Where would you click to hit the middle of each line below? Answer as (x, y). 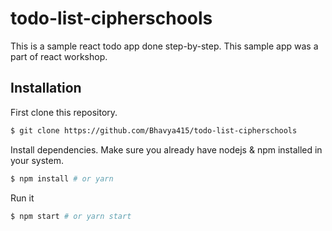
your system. (37, 160)
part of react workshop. (59, 56)
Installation (46, 88)
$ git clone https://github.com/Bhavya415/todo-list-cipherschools (154, 130)
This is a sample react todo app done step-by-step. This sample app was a (164, 46)
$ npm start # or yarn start (71, 216)
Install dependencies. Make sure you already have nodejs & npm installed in (166, 149)
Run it (22, 198)
